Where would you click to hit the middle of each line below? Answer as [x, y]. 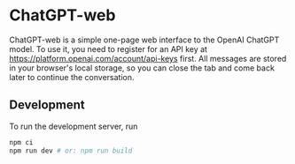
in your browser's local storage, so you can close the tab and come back [142, 68]
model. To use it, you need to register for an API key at [109, 48]
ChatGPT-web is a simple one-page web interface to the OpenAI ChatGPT [144, 40]
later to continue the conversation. [72, 77]
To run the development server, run [74, 126]
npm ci [21, 142]
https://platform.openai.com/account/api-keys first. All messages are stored [148, 58]
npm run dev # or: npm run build [71, 151]
